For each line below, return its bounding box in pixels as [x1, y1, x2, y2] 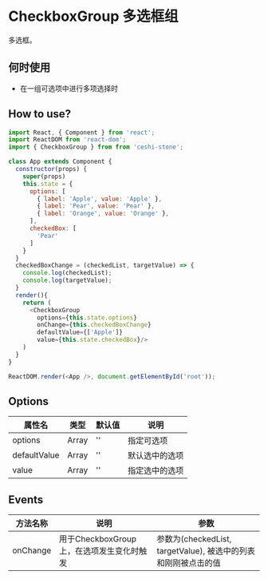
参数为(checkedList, [156, 533, 232, 545]
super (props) [22, 173, 66, 180]
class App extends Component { [8, 157, 112, 166]
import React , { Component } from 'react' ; [8, 129, 156, 137]
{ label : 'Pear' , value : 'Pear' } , [37, 202, 156, 210]
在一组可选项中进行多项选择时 [19, 83, 118, 93]
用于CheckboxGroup [58, 533, 137, 545]
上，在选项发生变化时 [58, 545, 140, 557]
